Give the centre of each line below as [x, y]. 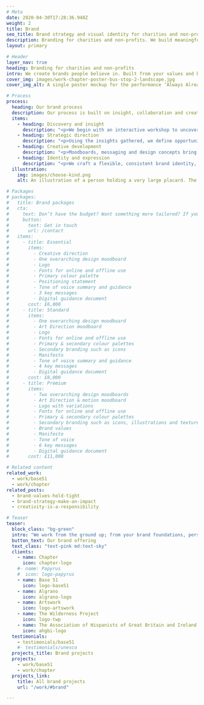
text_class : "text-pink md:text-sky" [59, 546]
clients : [23, 552]
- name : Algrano [38, 591]
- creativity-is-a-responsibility [55, 507]
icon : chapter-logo [47, 563]
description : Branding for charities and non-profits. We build [89, 40]
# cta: [17, 208]
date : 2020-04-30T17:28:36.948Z [47, 18]
